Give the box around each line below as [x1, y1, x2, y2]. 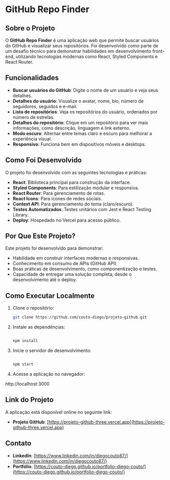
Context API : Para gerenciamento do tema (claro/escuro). [12, 201, 134, 207]
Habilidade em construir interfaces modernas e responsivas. [12, 255, 140, 261]
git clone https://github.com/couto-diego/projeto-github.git [12, 315, 147, 320]
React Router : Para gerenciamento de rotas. [12, 190, 106, 196]
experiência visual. [12, 136, 52, 142]
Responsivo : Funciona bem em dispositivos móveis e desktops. [12, 141, 146, 147]
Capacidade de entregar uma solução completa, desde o [12, 271, 132, 278]
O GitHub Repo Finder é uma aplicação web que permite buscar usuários [5, 37, 159, 43]
